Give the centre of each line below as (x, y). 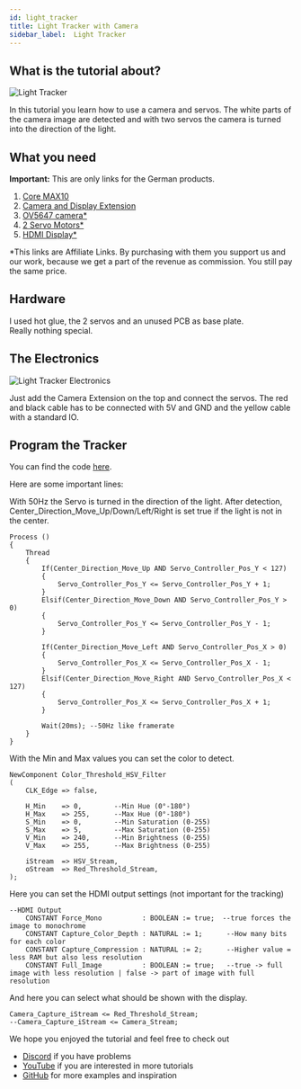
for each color (38, 942)
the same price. (38, 271)
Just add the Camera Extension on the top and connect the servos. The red (149, 397)
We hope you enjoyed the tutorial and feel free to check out (120, 1039)
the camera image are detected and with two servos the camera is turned (145, 120)
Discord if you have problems (77, 1057)
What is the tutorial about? (85, 71)
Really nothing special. (51, 330)
